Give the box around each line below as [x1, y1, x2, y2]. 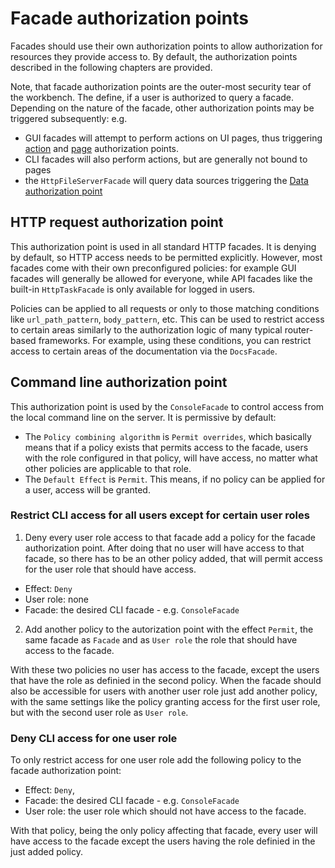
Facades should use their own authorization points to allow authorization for [10, 40, 323, 52]
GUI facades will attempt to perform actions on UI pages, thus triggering [24, 132, 323, 144]
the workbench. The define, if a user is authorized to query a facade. [10, 91, 295, 103]
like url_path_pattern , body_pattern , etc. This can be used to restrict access [10, 313, 325, 325]
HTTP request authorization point [10, 214, 224, 231]
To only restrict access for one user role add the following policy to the [10, 754, 302, 766]
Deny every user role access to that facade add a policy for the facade [24, 531, 316, 543]
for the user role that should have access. [24, 563, 197, 575]
